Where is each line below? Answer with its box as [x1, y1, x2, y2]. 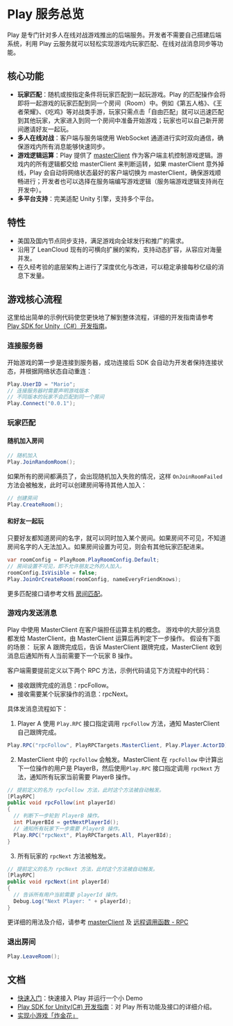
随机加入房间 [7, 436, 44, 445]
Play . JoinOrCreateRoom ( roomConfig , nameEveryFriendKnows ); [7, 576, 182, 583]
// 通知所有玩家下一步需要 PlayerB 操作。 [13, 825, 123, 832]
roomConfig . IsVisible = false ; [7, 569, 98, 576]
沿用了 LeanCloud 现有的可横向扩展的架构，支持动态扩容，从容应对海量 [17, 245, 222, 254]
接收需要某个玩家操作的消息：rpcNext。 [17, 690, 132, 698]
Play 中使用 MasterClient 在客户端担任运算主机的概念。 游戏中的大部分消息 [7, 625, 221, 633]
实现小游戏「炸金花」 [17, 1011, 78, 1019]
